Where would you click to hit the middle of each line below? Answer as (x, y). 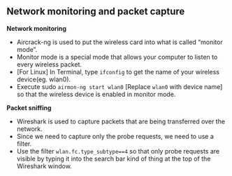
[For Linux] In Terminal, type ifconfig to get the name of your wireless (118, 72)
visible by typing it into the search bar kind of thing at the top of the (114, 158)
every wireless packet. (49, 64)
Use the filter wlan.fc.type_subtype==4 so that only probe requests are (118, 151)
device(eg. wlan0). (44, 79)
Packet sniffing (29, 107)
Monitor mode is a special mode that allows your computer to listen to (117, 57)
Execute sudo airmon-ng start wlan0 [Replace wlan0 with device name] (119, 86)
